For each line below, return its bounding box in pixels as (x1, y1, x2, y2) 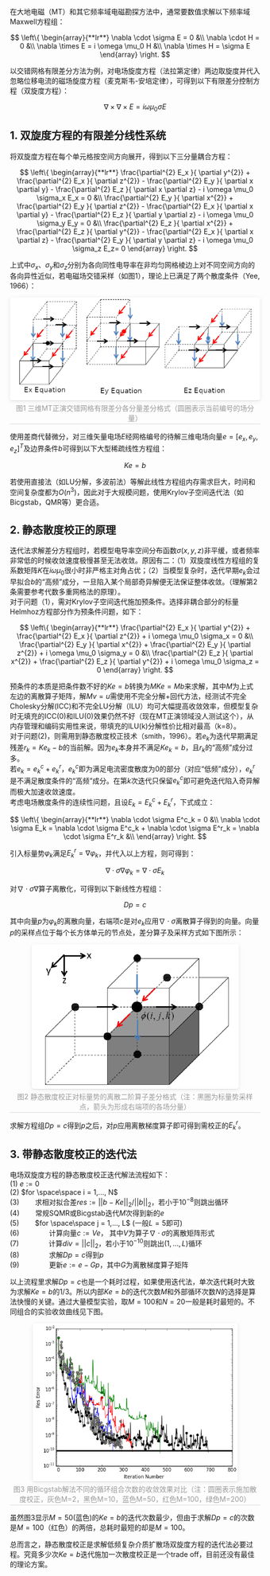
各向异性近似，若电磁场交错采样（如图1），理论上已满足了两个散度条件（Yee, (10, 271, 260, 281)
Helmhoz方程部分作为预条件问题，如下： (10, 607, 144, 616)
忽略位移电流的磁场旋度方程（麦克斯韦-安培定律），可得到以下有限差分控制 (10, 76, 253, 85)
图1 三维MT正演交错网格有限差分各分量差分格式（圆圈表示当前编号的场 (16, 404, 248, 413)
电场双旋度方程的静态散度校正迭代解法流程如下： (10, 1170, 170, 1180)
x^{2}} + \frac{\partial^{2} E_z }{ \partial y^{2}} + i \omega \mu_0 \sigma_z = (10, 656, 260, 666)
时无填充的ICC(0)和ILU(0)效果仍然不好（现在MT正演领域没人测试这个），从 (10, 711, 254, 720)
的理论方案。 (10, 1559, 52, 1569)
